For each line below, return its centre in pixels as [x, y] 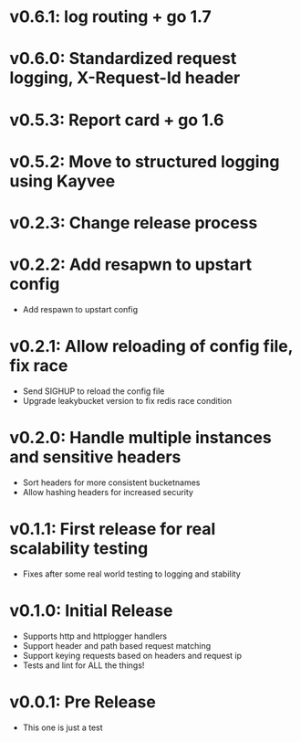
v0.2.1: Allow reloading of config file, [151, 347]
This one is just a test [62, 727]
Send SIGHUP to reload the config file [93, 391]
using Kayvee [62, 181]
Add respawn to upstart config [80, 309]
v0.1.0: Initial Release [91, 610]
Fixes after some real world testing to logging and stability [131, 574]
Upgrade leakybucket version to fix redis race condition [127, 400]
